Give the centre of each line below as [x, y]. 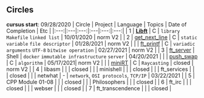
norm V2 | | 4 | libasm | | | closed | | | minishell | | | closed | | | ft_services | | [100, 69]
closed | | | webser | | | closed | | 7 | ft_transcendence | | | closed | [89, 88]
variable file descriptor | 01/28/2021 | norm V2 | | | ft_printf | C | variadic [101, 43]
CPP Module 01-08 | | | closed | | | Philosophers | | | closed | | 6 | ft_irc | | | [99, 82]
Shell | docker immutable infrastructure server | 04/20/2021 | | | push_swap [102, 56]
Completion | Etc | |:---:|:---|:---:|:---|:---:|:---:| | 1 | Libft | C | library [93, 31]
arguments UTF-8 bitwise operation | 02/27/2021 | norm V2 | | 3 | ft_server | [100, 50]
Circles [20, 10]
